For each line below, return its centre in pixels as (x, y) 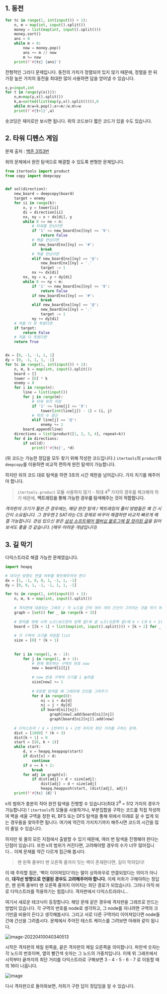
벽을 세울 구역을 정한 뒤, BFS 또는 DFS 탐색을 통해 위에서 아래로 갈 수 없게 (82, 816)
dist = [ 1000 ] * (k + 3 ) (40, 733)
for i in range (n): (34, 388)
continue (41, 760)
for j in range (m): (43, 397)
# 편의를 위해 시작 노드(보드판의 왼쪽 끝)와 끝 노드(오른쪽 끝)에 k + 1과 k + (85, 622)
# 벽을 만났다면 (45, 240)
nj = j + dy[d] (56, 705)
